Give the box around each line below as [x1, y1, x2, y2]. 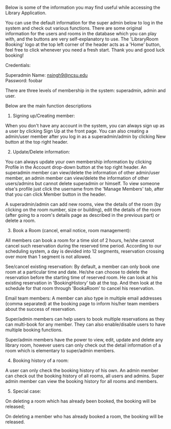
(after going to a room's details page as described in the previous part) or [5, 212, 160, 218]
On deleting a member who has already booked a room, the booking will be [5, 414, 163, 419]
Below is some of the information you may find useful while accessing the [5, 5, 161, 10]
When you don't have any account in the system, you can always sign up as [5, 123, 165, 128]
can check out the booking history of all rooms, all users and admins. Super [5, 373, 164, 379]
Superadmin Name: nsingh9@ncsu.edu [5, 72, 88, 78]
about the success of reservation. [5, 306, 77, 312]
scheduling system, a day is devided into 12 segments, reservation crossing [5, 248, 164, 254]
